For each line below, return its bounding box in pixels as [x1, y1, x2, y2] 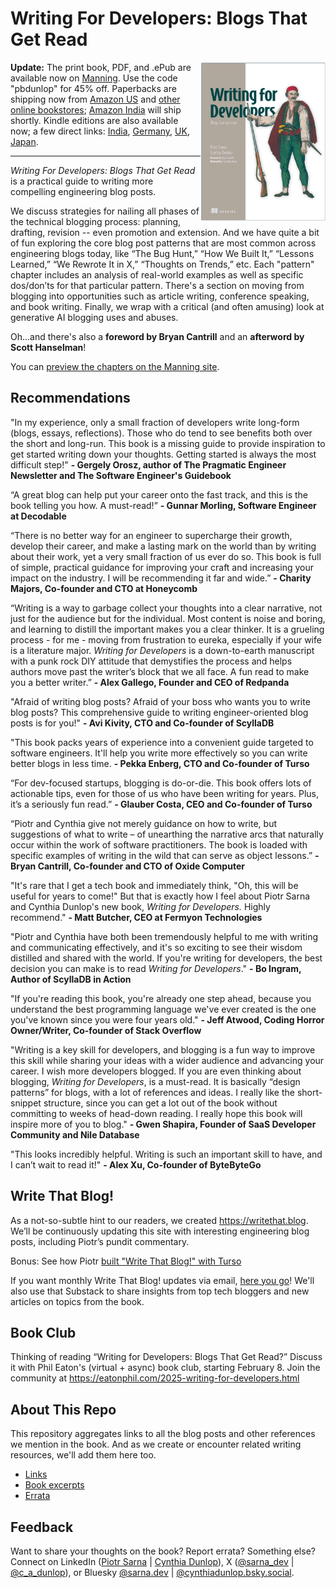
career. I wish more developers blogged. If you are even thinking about [10, 1065, 302, 1077]
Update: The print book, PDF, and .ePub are [10, 61, 192, 73]
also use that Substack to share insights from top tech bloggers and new [10, 1285, 310, 1297]
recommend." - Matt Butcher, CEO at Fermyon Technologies [10, 911, 263, 923]
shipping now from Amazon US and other [10, 93, 181, 105]
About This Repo [10, 1401, 117, 1418]
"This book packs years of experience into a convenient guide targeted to [10, 736, 314, 748]
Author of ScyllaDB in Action [10, 973, 132, 985]
